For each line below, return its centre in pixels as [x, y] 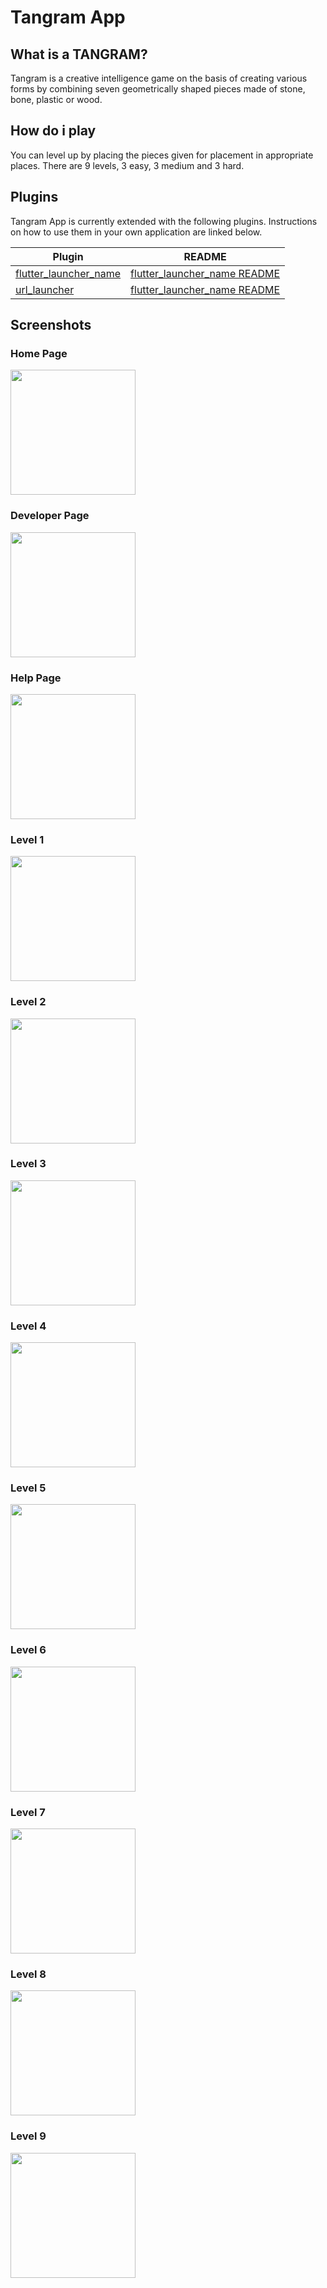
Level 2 [28, 1002]
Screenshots [51, 325]
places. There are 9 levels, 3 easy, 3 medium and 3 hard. [127, 165]
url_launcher [45, 289]
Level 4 [28, 1326]
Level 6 [28, 1650]
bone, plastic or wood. [56, 99]
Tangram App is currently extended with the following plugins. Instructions [164, 221]
